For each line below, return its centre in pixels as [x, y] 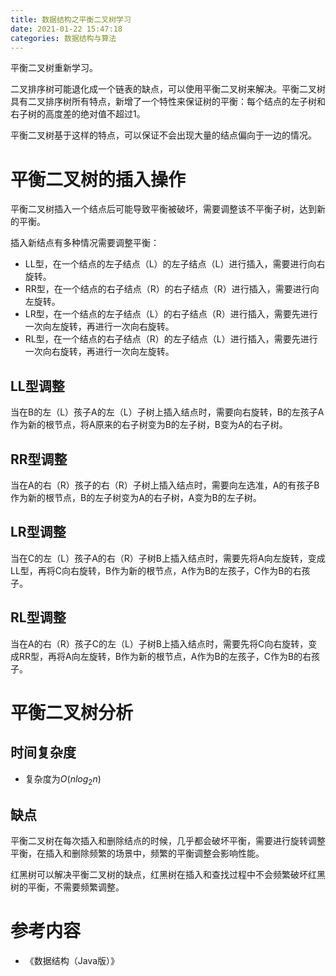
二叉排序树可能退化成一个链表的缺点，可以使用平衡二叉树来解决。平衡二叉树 [168, 89]
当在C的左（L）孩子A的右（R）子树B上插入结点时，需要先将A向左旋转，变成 [168, 558]
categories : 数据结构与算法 [63, 38]
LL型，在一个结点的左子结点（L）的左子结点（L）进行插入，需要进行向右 [175, 264]
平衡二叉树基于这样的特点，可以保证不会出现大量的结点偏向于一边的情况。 [163, 135]
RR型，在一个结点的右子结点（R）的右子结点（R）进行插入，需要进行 [167, 289]
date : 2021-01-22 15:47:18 [66, 29]
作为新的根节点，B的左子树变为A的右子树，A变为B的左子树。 [136, 497]
